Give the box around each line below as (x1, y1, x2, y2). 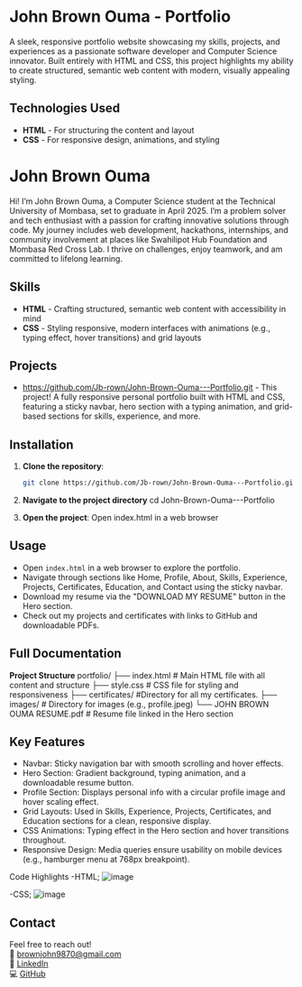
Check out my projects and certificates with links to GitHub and (22, 610, 259, 621)
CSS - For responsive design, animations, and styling (22, 134, 220, 145)
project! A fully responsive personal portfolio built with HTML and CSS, (22, 392, 286, 402)
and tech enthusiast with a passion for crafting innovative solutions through (9, 215, 289, 226)
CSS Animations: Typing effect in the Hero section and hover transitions (22, 826, 289, 836)
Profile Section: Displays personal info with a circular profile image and (22, 787, 286, 798)
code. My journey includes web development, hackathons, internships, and (9, 224, 288, 235)
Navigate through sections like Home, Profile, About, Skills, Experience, (22, 571, 288, 583)
